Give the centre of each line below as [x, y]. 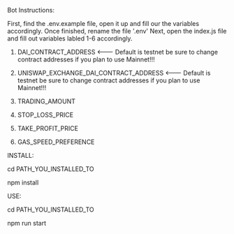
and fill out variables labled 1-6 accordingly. [70, 38]
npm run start [27, 223]
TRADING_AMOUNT [46, 101]
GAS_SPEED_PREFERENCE [56, 142]
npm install [23, 182]
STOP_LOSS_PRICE [45, 115]
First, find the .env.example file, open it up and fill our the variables [103, 23]
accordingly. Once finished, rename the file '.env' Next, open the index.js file [117, 31]
